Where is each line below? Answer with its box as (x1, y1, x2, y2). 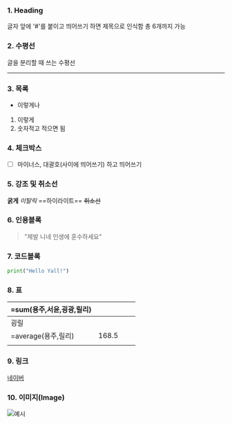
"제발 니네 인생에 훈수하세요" (23, 232, 102, 240)
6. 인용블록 (7, 215, 42, 225)
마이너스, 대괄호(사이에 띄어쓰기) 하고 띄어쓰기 (17, 160, 142, 168)
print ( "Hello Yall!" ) (7, 267, 70, 275)
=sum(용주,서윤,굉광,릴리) (10, 305, 92, 315)
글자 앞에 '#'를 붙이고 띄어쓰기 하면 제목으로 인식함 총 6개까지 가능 (7, 22, 186, 30)
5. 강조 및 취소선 (7, 179, 58, 189)
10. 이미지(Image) (7, 392, 66, 402)
